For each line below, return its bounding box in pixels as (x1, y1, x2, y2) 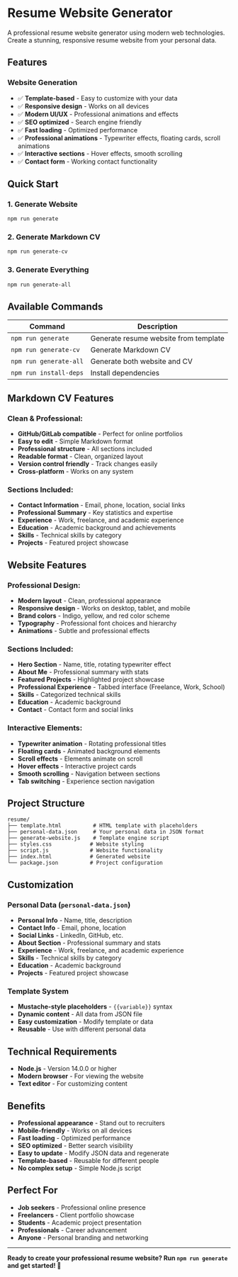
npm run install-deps (11, 369, 84, 377)
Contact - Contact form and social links (17, 705, 134, 714)
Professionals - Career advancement (17, 1225, 127, 1234)
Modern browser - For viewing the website (17, 1072, 144, 1081)
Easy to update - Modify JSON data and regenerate (17, 1149, 169, 1157)
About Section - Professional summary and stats (17, 938, 161, 947)
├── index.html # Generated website (7, 853, 151, 861)
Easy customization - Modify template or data (17, 1018, 154, 1026)
